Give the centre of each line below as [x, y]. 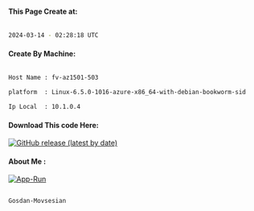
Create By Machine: [42, 53]
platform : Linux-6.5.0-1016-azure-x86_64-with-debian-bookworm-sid [127, 93]
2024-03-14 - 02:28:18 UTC [53, 35]
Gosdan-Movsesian [37, 201]
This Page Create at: [43, 11]
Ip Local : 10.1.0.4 [45, 107]
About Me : [27, 161]
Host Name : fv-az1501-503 [53, 78]
